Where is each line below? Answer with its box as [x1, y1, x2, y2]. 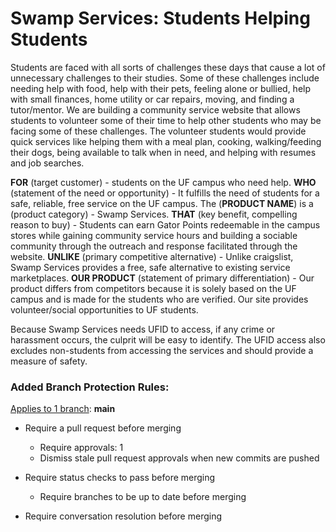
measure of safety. [10, 355, 88, 367]
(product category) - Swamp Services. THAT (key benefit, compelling [10, 208, 298, 220]
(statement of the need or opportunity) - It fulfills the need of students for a [10, 187, 320, 199]
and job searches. [10, 157, 85, 169]
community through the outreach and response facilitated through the [10, 240, 298, 252]
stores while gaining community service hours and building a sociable [10, 229, 298, 241]
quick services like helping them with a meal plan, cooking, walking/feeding [10, 135, 322, 147]
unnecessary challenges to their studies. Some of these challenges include [10, 72, 320, 84]
